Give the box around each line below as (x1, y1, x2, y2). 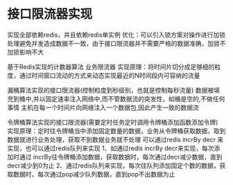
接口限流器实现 (7, 6, 93, 22)
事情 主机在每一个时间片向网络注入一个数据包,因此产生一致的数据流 (7, 103, 199, 112)
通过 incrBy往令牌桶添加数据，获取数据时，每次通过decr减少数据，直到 (19, 152, 223, 161)
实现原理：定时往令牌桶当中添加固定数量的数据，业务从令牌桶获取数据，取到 (7, 126, 226, 135)
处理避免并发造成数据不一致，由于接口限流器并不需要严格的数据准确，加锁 (7, 39, 220, 47)
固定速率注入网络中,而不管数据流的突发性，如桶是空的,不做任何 (45, 94, 225, 103)
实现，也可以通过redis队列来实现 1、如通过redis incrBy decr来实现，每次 (7, 143, 214, 152)
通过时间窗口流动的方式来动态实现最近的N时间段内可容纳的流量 (19, 71, 200, 80)
